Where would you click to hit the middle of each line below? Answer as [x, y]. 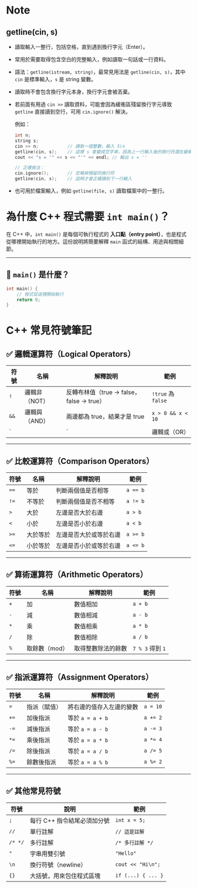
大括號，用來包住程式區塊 [65, 876]
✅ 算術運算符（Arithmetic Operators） [77, 575]
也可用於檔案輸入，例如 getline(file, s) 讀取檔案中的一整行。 [91, 191]
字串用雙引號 [47, 853]
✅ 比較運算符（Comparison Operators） [80, 461]
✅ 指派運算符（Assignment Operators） [80, 677]
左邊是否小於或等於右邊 [89, 546]
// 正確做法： [30, 168]
